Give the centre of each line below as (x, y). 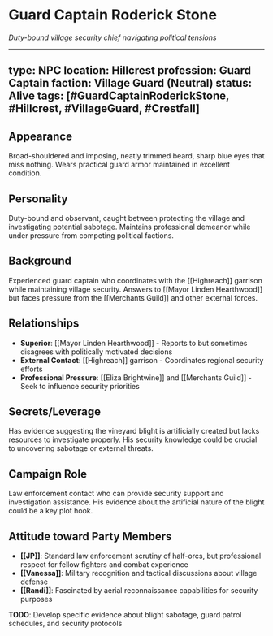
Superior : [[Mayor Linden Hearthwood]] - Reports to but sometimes (134, 343)
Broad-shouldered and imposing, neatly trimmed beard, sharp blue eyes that (136, 156)
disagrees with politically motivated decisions (96, 352)
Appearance (41, 136)
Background (40, 261)
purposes (36, 599)
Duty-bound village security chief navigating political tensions (113, 37)
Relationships (44, 324)
